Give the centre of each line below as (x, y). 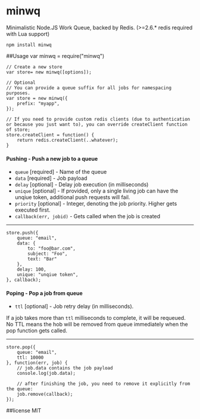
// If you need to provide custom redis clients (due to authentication (98, 119)
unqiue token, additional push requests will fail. (72, 197)
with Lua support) (28, 33)
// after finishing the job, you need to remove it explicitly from (104, 384)
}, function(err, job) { (37, 363)
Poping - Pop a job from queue (45, 293)
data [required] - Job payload (51, 178)
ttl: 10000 (30, 358)
